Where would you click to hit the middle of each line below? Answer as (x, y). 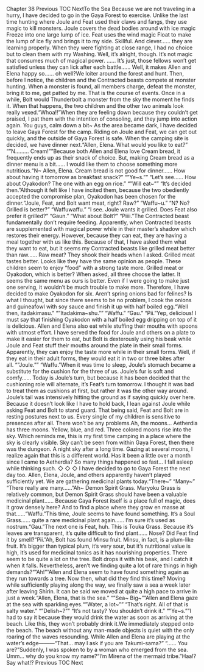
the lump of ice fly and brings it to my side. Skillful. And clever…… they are (100, 41)
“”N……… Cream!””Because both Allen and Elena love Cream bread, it (93, 151)
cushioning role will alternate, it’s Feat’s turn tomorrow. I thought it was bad (100, 384)
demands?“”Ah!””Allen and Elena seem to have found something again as (98, 572)
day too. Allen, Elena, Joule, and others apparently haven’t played (89, 475)
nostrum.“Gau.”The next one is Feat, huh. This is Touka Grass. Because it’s (100, 527)
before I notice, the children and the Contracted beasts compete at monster (101, 80)
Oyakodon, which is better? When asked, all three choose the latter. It (93, 274)
